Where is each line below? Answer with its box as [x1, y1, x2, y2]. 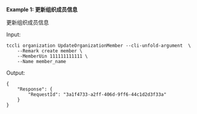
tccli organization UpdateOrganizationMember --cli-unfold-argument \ [6, 42, 191, 49]
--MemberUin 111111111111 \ [17, 53, 88, 59]
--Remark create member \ [17, 48, 83, 54]
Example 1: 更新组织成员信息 [6, 6, 78, 13]
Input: [6, 31, 21, 38]
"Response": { [17, 86, 53, 92]
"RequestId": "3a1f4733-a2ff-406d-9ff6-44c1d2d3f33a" [28, 92, 167, 98]
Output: [6, 69, 25, 76]
